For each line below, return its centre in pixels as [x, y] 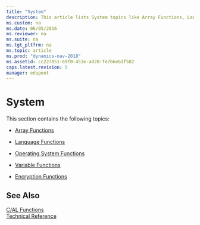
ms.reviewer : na [26, 34]
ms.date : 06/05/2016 [32, 28]
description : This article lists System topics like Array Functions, [96, 17]
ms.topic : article [29, 51]
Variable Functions [37, 165]
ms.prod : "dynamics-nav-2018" [44, 56]
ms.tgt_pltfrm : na [29, 45]
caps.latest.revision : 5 [37, 67]
